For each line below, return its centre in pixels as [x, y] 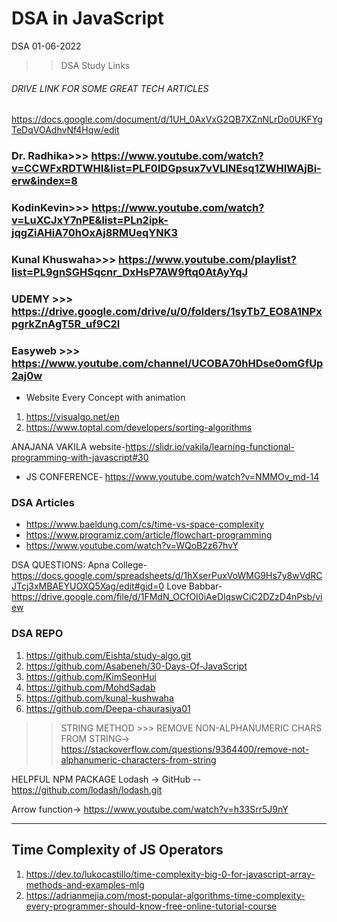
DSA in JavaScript [88, 18]
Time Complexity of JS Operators [117, 850]
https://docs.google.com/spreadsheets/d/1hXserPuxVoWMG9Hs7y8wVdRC [167, 576]
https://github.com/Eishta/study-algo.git [108, 655]
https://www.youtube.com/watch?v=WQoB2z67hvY [132, 546]
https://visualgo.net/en [73, 417]
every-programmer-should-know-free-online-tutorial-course [151, 906]
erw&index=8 [44, 181]
